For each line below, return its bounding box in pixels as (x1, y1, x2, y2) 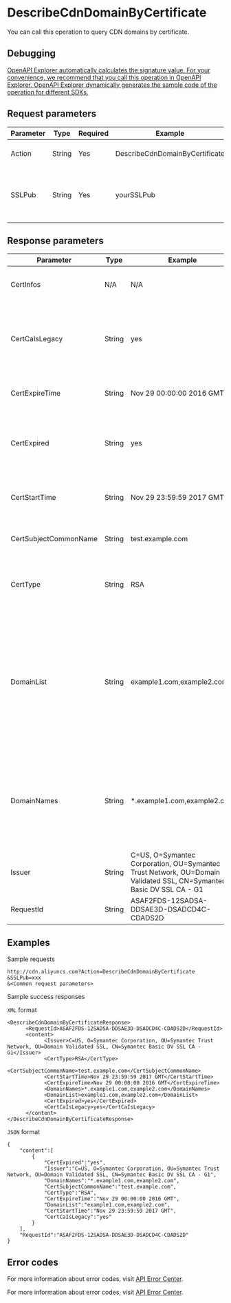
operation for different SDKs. (7, 88, 89, 96)
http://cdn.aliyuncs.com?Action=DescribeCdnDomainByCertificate (7, 969, 195, 976)
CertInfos (10, 280, 41, 290)
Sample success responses (7, 993, 85, 1001)
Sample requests (7, 955, 55, 963)
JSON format (7, 1128, 40, 1136)
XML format (7, 1006, 37, 1014)
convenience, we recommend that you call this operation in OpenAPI (7, 73, 201, 81)
